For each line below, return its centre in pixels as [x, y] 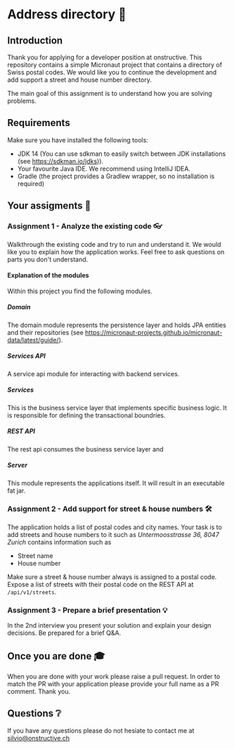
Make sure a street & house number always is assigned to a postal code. [112, 576]
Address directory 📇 [67, 14]
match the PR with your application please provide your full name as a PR [113, 683]
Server [18, 465]
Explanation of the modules [48, 276]
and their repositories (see [46, 332]
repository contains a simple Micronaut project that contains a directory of [115, 65]
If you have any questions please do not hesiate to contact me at [101, 730]
